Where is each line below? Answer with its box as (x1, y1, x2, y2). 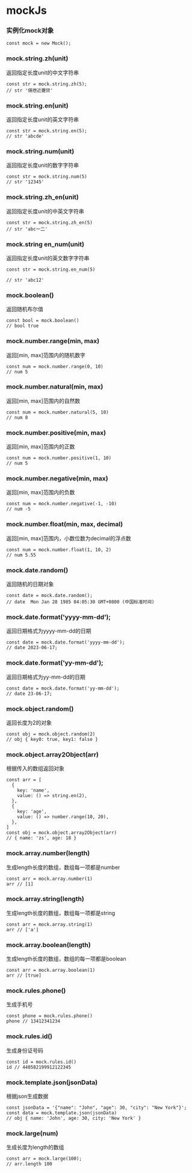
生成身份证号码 (6, 1047, 43, 1054)
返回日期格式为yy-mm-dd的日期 (6, 673, 85, 680)
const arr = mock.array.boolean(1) (6, 968, 96, 974)
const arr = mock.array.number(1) (6, 876, 93, 882)
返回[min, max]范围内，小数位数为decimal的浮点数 (6, 534, 131, 541)
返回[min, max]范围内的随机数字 (6, 351, 85, 358)
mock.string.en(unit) (6, 101, 69, 109)
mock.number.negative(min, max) (6, 474, 108, 483)
